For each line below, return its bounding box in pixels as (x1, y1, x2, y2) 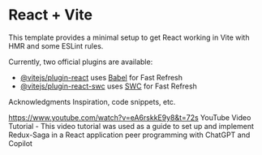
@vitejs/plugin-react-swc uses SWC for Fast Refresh (19, 81, 197, 91)
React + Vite (8, 6, 93, 24)
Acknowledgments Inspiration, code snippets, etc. (8, 97, 176, 106)
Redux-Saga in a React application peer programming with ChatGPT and (8, 130, 251, 140)
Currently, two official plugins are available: (8, 57, 153, 67)
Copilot (8, 138, 32, 148)
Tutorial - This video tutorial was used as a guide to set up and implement (8, 121, 254, 131)
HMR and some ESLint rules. (8, 41, 104, 50)
